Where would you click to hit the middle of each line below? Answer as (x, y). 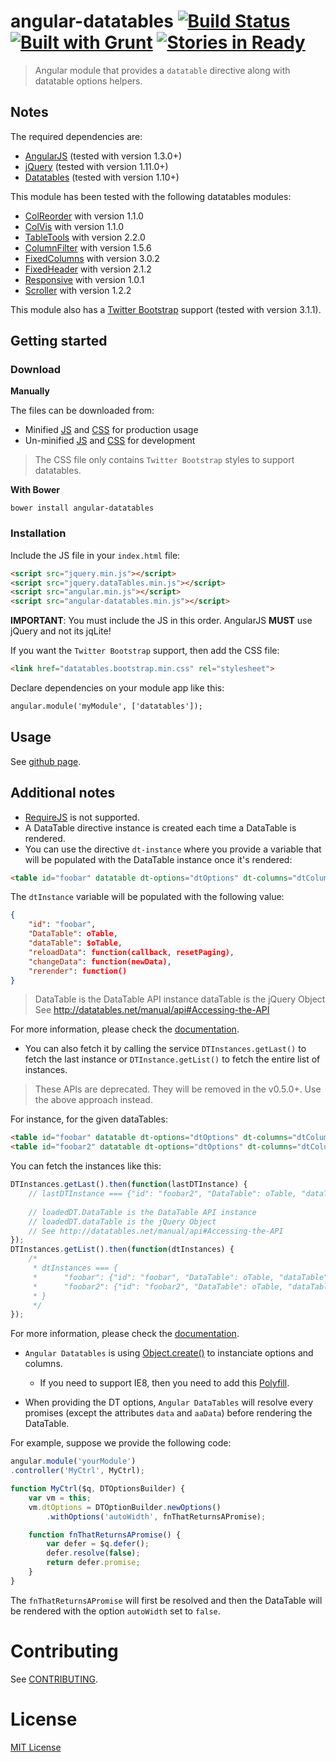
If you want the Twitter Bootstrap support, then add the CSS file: (145, 651)
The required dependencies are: (76, 136)
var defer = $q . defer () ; (98, 1544)
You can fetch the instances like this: (86, 1166)
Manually (30, 391)
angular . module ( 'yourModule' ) (73, 1461)
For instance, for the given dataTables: (89, 1119)
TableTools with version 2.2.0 (85, 237)
